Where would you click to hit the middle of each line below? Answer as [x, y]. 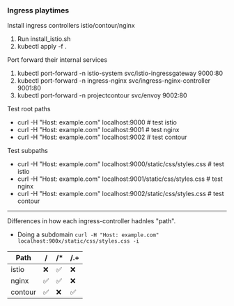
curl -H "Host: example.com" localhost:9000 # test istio [97, 122]
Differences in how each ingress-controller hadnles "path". [92, 221]
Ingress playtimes [38, 10]
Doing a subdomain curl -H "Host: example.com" [88, 234]
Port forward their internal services [57, 60]
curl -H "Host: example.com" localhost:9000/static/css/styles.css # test [120, 164]
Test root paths [29, 109]
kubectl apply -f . [42, 47]
